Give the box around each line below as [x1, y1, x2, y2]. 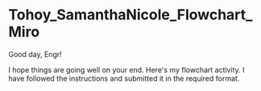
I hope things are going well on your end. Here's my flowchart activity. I [8, 64, 245, 74]
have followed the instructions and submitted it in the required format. [8, 73, 240, 83]
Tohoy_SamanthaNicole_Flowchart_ [8, 6, 253, 24]
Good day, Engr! [8, 49, 62, 59]
